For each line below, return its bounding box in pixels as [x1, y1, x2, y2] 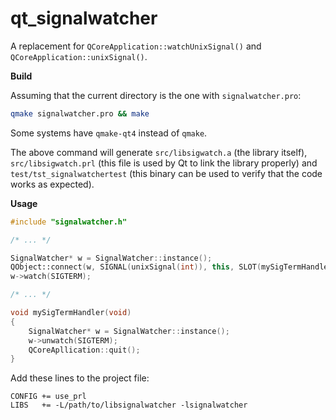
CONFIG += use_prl [10, 392, 87, 402]
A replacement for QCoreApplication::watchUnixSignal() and [10, 40, 262, 52]
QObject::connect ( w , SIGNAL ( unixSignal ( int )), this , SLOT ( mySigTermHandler [10, 262, 333, 272]
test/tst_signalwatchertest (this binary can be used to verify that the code [10, 167, 323, 179]
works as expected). [10, 178, 95, 190]
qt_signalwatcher [10, 7, 158, 30]
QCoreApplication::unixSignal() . [10, 50, 148, 62]
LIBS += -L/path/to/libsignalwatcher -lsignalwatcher [10, 400, 248, 411]
